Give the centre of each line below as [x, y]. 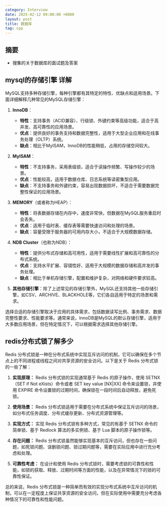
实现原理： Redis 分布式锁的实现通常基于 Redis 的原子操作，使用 [79, 377]
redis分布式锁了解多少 [39, 341]
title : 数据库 [19, 24]
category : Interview [27, 10]
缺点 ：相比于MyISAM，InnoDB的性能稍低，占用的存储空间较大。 [86, 145]
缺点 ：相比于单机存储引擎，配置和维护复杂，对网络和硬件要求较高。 [89, 278]
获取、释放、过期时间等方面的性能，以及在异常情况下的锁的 [95, 470]
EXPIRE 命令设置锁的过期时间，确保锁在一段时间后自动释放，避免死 [87, 390]
